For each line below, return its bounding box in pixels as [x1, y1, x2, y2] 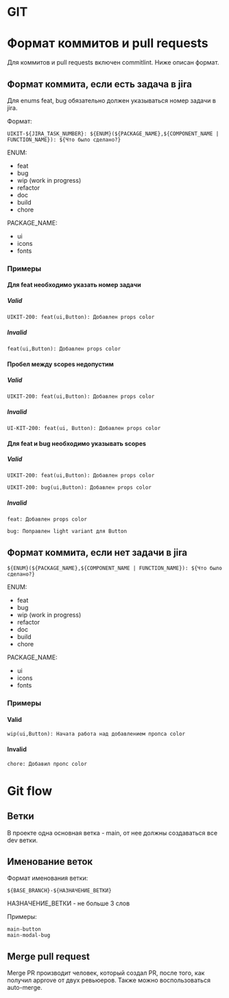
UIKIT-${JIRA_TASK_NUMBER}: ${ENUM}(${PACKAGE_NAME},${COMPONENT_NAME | [7, 130, 219, 137]
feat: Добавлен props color [7, 516, 88, 523]
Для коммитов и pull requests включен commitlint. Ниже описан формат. [7, 58, 219, 67]
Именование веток [7, 856, 93, 867]
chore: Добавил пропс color [7, 760, 88, 767]
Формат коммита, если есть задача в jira [7, 78, 192, 90]
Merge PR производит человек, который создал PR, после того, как [7, 969, 205, 977]
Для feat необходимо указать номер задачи [7, 281, 142, 289]
